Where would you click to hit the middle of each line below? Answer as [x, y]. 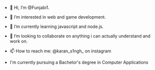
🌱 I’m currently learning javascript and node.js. [56, 26]
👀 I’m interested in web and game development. [58, 17]
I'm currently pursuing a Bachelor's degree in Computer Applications [79, 62]
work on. [19, 41]
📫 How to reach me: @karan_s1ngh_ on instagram [60, 51]
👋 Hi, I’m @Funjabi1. [30, 8]
